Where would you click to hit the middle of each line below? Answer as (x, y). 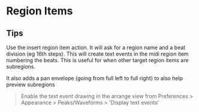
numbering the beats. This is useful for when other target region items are (97, 60)
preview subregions (31, 84)
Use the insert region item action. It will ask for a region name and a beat (96, 47)
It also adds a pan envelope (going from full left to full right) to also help (95, 78)
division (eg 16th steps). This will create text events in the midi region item (97, 54)
